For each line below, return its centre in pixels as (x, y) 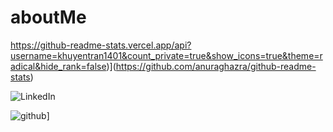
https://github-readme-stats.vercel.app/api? (101, 45)
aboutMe (48, 17)
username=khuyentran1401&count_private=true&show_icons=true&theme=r (166, 55)
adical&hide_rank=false (58, 66)
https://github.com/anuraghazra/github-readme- (216, 66)
